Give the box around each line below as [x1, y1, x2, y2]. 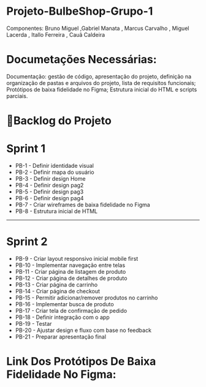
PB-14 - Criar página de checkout [15, 287, 100, 295]
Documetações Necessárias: [6, 53, 158, 67]
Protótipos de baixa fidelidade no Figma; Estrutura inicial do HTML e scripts [6, 86, 197, 93]
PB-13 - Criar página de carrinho [15, 280, 98, 288]
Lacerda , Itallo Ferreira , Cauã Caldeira [6, 31, 105, 38]
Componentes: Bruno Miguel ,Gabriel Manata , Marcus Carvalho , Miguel [6, 24, 189, 32]
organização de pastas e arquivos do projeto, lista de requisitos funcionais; [6, 79, 196, 86]
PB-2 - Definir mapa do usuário [15, 168, 94, 176]
